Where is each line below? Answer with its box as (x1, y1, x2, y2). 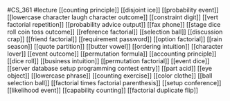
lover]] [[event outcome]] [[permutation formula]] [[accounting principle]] (7, 49, 217, 58)
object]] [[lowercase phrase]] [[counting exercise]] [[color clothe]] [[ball (7, 71, 213, 80)
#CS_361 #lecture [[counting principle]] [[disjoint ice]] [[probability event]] (7, 6, 219, 14)
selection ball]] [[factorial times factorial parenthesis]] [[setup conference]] (7, 79, 222, 87)
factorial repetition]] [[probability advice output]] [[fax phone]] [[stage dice (7, 21, 221, 28)
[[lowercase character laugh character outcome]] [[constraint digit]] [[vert (7, 13, 218, 21)
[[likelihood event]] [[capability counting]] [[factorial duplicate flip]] (7, 86, 199, 94)
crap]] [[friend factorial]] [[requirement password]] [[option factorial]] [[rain (7, 35, 222, 43)
